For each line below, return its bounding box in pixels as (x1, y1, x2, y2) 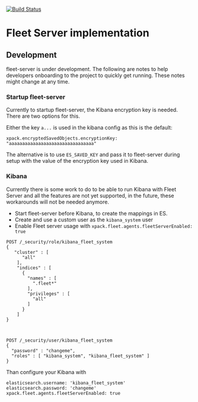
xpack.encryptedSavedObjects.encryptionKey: (6, 136, 118, 141)
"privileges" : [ (27, 291, 70, 297)
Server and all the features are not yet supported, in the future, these (6, 192, 175, 199)
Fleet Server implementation (6, 27, 149, 40)
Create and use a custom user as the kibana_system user (14, 216, 153, 223)
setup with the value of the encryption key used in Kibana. (6, 157, 149, 165)
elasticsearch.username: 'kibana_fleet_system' (6, 380, 126, 386)
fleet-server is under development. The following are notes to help (6, 66, 168, 72)
